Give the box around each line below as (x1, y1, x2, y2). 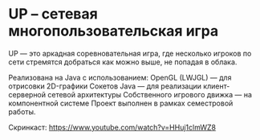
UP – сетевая (8, 5, 98, 23)
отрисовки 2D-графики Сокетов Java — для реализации (8, 81, 202, 91)
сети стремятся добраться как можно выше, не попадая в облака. (8, 57, 238, 67)
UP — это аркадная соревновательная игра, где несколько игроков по (8, 48, 252, 58)
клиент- (203, 81, 230, 91)
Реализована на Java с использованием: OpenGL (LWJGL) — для (8, 72, 232, 82)
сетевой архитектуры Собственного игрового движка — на (47, 89, 253, 99)
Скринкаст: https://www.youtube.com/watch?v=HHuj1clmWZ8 (8, 122, 217, 132)
